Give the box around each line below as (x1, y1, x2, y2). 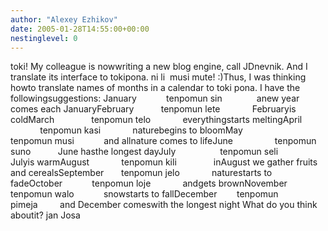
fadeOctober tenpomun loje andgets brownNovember (10, 177, 288, 190)
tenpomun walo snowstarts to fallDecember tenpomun (10, 188, 279, 200)
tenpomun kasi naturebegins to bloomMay (39, 124, 243, 136)
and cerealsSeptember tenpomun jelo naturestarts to (10, 167, 273, 179)
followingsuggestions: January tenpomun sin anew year (10, 92, 300, 105)
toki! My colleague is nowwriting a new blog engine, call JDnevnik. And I (10, 61, 308, 73)
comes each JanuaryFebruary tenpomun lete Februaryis (10, 103, 297, 115)
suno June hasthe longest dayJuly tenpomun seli (10, 146, 279, 158)
